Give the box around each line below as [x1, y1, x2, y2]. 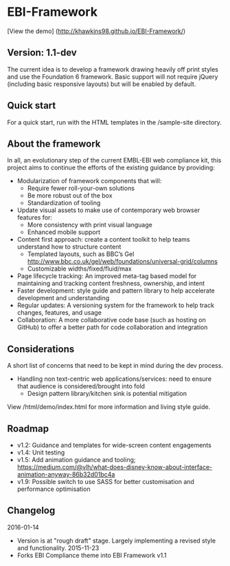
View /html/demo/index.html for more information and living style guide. [7, 403, 211, 411]
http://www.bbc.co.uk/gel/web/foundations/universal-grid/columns [27, 258, 218, 266]
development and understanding [16, 294, 110, 302]
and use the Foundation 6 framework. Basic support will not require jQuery [7, 72, 218, 81]
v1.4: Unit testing [16, 448, 65, 457]
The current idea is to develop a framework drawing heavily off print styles [7, 65, 218, 73]
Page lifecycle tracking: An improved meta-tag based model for [16, 272, 197, 280]
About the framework [7, 138, 101, 149]
